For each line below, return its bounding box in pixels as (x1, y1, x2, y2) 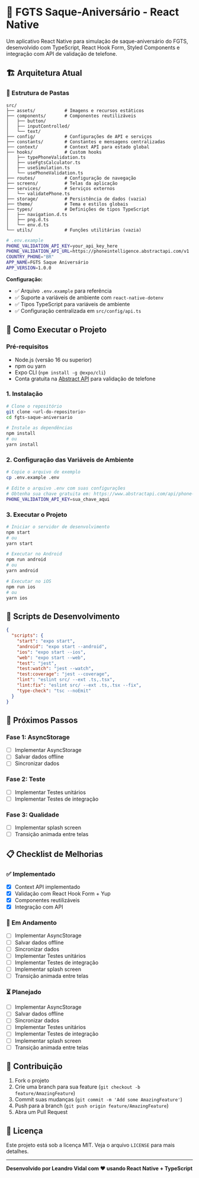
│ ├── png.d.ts (6, 217, 49, 223)
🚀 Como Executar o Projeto (6, 325, 107, 335)
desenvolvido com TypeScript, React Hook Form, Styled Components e (6, 44, 180, 51)
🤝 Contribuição (6, 1062, 63, 1072)
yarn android (6, 568, 38, 574)
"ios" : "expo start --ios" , (17, 649, 86, 655)
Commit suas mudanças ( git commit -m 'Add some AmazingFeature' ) (14, 1096, 182, 1103)
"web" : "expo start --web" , (17, 655, 86, 661)
